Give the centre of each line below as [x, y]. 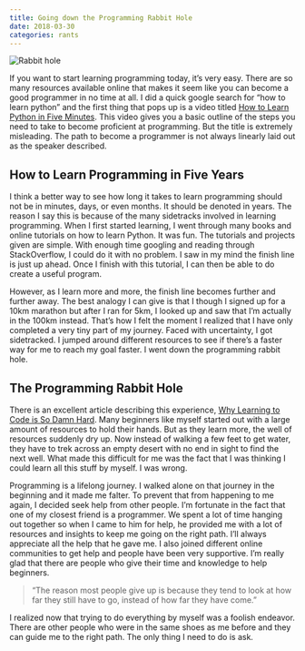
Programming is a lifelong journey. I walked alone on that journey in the [142, 485]
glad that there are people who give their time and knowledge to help [138, 563]
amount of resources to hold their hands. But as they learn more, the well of [151, 429]
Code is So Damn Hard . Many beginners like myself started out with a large [150, 419]
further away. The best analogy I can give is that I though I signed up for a [148, 301]
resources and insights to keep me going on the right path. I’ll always [138, 534]
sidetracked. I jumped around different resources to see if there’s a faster [146, 340]
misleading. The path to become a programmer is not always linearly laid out [152, 137]
